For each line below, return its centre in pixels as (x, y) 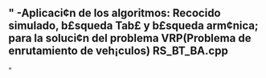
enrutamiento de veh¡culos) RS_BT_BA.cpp (119, 51)
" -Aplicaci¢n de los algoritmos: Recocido (115, 13)
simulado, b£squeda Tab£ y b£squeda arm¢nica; (133, 26)
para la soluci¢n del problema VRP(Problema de (130, 38)
